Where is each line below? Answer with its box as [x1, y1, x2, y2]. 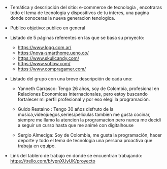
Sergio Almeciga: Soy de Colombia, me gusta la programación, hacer [17, 132, 162, 138]
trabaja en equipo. [17, 143, 56, 149]
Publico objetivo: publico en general [10, 25, 85, 31]
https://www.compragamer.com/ [17, 66, 86, 72]
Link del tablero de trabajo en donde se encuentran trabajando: [10, 153, 143, 158]
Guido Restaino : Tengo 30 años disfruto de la [17, 106, 114, 112]
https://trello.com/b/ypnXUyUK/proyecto [10, 158, 95, 164]
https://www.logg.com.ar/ [17, 45, 72, 50]
